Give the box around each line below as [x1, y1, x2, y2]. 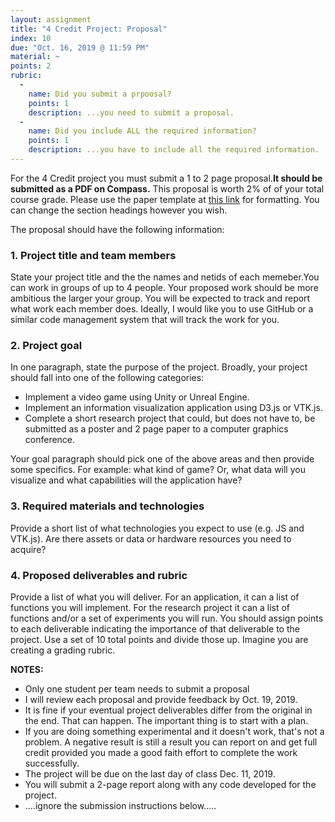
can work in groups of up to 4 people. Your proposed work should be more [10, 282, 319, 294]
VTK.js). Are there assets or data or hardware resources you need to [10, 532, 292, 545]
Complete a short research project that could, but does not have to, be [24, 412, 316, 425]
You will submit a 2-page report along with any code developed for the [24, 779, 317, 791]
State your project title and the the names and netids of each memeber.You [10, 271, 320, 283]
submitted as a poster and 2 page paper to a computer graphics [24, 423, 289, 435]
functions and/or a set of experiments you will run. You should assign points [10, 612, 324, 625]
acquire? [10, 543, 47, 555]
